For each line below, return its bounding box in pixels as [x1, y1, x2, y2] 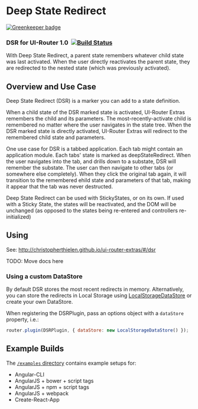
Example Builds [6, 344, 64, 354]
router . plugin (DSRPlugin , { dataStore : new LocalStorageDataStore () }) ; [6, 327, 189, 333]
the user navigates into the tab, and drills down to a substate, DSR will [6, 158, 176, 165]
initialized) [6, 213, 31, 220]
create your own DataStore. [6, 298, 73, 306]
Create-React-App [14, 396, 60, 403]
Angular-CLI [14, 371, 44, 378]
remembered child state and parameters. [6, 134, 106, 141]
